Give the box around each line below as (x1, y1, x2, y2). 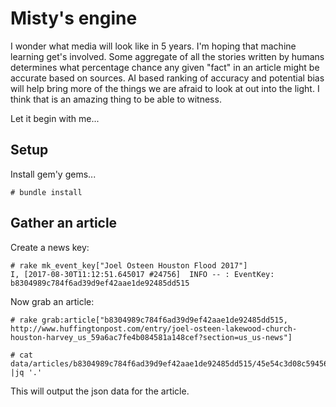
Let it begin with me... (10, 112, 100, 124)
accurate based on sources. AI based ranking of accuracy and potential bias (10, 72, 325, 84)
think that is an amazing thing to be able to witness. (10, 93, 222, 105)
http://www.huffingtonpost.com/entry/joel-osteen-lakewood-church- (10, 323, 298, 334)
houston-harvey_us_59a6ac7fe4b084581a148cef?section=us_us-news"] (10, 332, 293, 342)
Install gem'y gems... (10, 168, 97, 180)
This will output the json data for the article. (10, 385, 190, 397)
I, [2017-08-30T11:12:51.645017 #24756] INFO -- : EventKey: (10, 269, 275, 279)
